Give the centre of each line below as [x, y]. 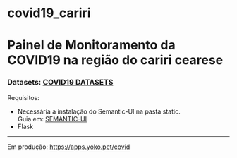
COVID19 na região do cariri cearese [115, 60]
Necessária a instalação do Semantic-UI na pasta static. [99, 111]
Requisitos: [24, 97]
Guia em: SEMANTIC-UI [52, 119]
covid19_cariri [49, 13]
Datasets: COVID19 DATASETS [60, 83]
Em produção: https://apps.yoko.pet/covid [69, 147]
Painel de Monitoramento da [91, 45]
